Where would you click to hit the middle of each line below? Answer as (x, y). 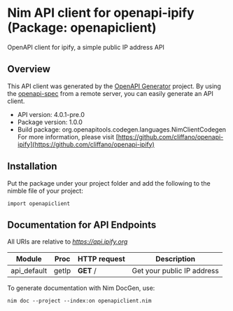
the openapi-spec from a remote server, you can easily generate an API (110, 93)
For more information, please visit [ (68, 137)
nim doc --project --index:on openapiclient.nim (79, 301)
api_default (29, 271)
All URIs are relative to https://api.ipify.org (68, 242)
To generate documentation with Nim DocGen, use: (81, 288)
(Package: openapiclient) (82, 28)
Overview (29, 69)
